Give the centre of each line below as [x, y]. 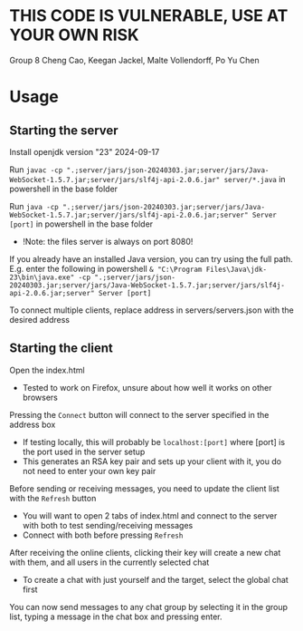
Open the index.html [47, 370]
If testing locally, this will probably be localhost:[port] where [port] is [154, 442]
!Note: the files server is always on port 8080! [108, 241]
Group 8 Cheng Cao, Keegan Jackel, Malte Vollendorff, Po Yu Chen [134, 60]
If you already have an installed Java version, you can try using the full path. [151, 258]
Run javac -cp [36, 170]
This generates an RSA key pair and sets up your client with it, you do [152, 461]
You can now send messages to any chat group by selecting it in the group [148, 607]
